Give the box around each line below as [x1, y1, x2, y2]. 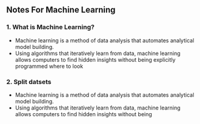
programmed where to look [15, 62, 84, 70]
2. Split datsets [6, 77, 52, 86]
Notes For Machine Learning [6, 5, 116, 15]
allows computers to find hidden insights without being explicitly [15, 56, 176, 63]
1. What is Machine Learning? [6, 23, 95, 31]
